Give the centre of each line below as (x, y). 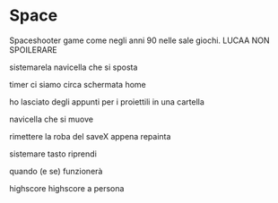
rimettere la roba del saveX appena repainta (90, 136)
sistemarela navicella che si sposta (74, 67)
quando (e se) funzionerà (56, 171)
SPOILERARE (33, 49)
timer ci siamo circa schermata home (78, 84)
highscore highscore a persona (67, 188)
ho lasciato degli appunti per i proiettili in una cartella (107, 101)
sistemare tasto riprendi (53, 154)
